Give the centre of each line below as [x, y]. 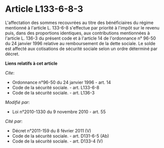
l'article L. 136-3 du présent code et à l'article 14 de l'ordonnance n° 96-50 [81, 38]
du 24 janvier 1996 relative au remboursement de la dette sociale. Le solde [80, 43]
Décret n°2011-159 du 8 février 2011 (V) [52, 130]
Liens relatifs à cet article [31, 63]
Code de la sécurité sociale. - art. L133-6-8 [56, 87]
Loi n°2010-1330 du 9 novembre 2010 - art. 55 [59, 112]
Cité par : [14, 121]
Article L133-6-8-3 [44, 9]
